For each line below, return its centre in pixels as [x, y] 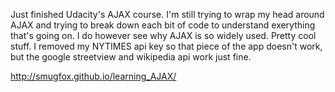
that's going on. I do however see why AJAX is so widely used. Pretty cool [163, 35]
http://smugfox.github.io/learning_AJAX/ [93, 76]
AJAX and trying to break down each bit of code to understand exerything [163, 25]
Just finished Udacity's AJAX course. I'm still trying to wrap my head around [167, 14]
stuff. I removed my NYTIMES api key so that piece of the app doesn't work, [166, 46]
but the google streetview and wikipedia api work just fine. [131, 57]
